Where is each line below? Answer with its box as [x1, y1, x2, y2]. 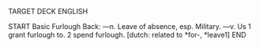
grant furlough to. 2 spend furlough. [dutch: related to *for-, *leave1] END [8, 31, 246, 39]
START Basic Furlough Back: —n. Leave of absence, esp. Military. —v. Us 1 [8, 22, 251, 31]
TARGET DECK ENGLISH [8, 7, 88, 16]
